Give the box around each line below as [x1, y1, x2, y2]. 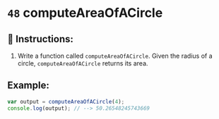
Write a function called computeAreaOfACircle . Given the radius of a [17, 51, 213, 60]
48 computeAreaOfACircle [7, 5, 163, 21]
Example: [7, 80, 49, 92]
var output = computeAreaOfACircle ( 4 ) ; [7, 98, 125, 105]
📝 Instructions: [7, 33, 74, 45]
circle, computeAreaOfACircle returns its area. [17, 59, 148, 68]
